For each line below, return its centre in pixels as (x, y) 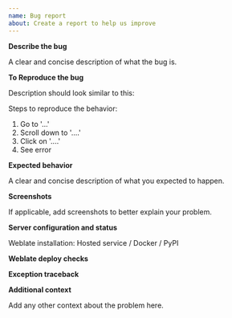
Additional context (40, 289)
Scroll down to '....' (51, 132)
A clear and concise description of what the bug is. (93, 62)
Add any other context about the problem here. (86, 305)
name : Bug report (37, 16)
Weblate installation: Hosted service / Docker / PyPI (94, 243)
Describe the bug (38, 46)
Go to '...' (35, 124)
